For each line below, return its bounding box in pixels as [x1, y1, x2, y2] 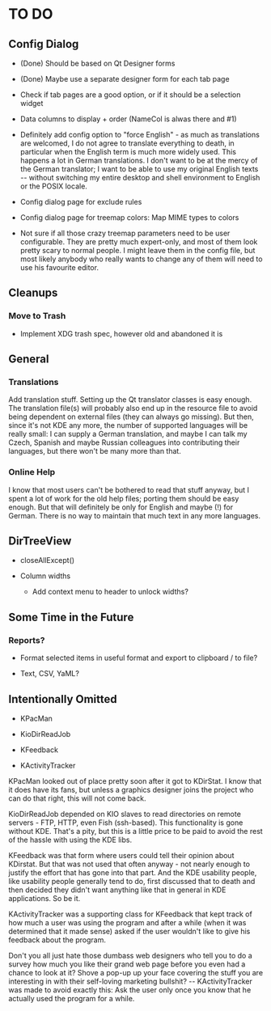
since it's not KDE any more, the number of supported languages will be [8, 421, 248, 430]
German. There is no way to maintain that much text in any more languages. [8, 510, 261, 520]
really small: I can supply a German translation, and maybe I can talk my [8, 429, 248, 439]
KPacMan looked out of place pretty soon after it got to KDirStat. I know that [8, 776, 262, 785]
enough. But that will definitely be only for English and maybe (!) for [8, 502, 233, 512]
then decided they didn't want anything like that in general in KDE [8, 885, 227, 895]
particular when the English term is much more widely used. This [19, 147, 237, 156]
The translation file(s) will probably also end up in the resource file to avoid [8, 404, 258, 413]
